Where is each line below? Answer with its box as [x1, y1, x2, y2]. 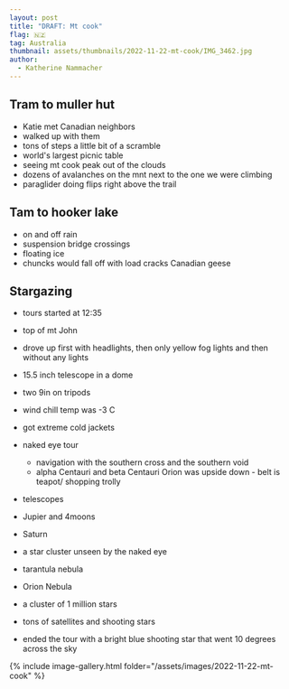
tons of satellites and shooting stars [22, 616, 156, 628]
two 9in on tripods [22, 387, 91, 398]
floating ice [22, 247, 65, 258]
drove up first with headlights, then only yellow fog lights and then [22, 342, 269, 353]
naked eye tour [22, 440, 79, 451]
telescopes [22, 494, 64, 505]
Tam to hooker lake [9, 205, 119, 220]
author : [9, 55, 39, 64]
